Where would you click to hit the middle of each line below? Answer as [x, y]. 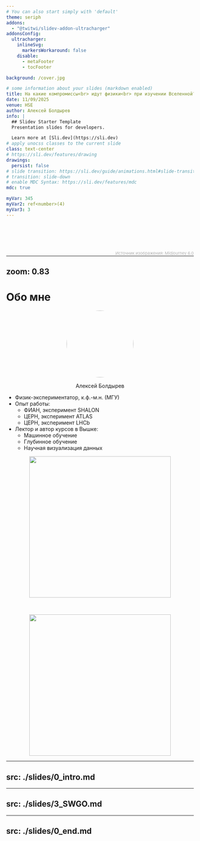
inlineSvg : [30, 45]
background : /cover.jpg [36, 78]
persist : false [30, 165]
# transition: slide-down [38, 177]
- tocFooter [37, 67]
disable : [28, 56]
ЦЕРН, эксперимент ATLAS [58, 417]
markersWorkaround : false [54, 51]
